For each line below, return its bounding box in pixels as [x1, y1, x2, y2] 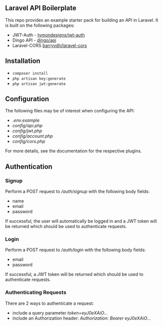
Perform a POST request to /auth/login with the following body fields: [5, 247, 146, 253]
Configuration [5, 95, 49, 103]
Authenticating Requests [5, 289, 67, 296]
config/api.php [12, 123, 43, 129]
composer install [12, 71, 48, 76]
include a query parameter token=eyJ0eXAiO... [12, 310, 108, 316]
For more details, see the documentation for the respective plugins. [5, 148, 142, 154]
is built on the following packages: [5, 22, 75, 28]
